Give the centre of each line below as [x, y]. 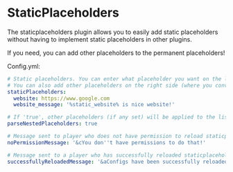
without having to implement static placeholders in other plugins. [100, 39]
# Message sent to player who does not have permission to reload [105, 137]
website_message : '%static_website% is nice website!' [94, 105]
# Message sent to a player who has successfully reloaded [94, 155]
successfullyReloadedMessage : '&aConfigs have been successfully [103, 162]
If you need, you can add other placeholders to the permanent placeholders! [116, 53]
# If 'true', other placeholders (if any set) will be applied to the [111, 117]
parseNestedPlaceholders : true [52, 124]
